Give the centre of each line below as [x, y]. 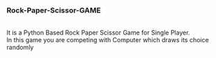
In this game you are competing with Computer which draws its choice [108, 40]
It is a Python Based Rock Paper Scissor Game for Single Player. [98, 32]
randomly [20, 48]
